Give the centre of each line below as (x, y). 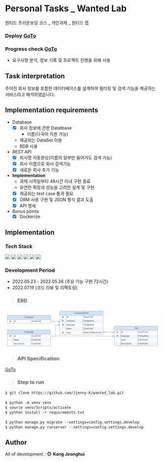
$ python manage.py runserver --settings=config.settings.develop (74, 427)
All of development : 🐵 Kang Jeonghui (45, 454)
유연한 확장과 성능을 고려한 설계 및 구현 (57, 187)
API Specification (38, 359)
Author (16, 442)
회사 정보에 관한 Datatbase (46, 128)
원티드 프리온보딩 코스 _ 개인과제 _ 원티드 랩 (47, 23)
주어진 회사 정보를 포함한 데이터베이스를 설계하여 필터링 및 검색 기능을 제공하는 (81, 88)
